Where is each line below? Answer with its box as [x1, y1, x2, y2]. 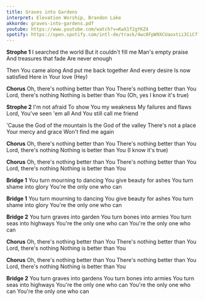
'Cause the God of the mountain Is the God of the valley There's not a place [6, 121, 196, 129]
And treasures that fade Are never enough [6, 55, 113, 62]
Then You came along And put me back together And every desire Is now [6, 67, 191, 74]
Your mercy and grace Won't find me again [6, 128, 114, 136]
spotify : [6, 32, 29, 38]
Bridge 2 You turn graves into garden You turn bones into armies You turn [6, 213, 192, 220]
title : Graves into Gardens [6, 9, 78, 15]
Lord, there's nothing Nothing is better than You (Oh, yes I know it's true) [6, 92, 189, 99]
